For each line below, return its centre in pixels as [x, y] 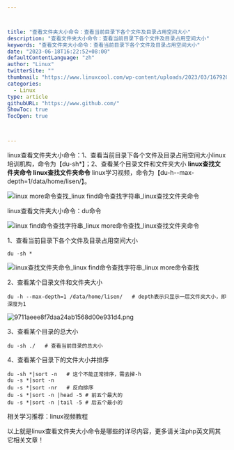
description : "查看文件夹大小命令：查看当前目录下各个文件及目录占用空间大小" [109, 38]
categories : [24, 84]
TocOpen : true [28, 116]
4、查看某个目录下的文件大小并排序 [58, 360]
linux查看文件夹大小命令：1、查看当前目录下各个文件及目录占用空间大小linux [117, 155]
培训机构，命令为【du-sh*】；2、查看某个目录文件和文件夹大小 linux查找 [111, 164]
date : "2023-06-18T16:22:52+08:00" [59, 52]
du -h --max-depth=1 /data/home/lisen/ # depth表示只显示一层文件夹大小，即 [117, 297]
